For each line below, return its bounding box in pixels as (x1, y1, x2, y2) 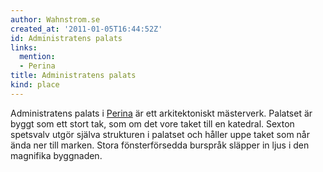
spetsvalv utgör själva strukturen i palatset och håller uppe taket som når (10, 128, 310, 140)
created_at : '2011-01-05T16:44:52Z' (10, 24, 163, 34)
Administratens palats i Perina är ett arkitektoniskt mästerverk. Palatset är (10, 107, 313, 119)
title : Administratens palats (10, 71, 137, 81)
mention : (19, 52, 56, 62)
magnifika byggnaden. (10, 149, 103, 161)
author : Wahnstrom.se (10, 14, 101, 25)
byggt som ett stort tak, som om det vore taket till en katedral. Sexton (10, 117, 295, 130)
